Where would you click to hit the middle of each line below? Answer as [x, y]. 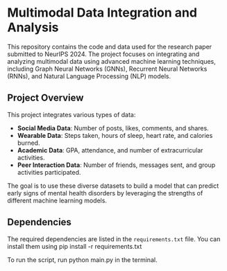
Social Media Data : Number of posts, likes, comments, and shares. [113, 128]
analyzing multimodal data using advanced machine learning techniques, [112, 61]
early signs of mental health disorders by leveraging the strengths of [105, 193]
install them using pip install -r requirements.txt [75, 246]
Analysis [33, 27]
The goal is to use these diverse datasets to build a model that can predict [113, 186]
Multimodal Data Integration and [102, 13]
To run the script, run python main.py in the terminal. [82, 260]
